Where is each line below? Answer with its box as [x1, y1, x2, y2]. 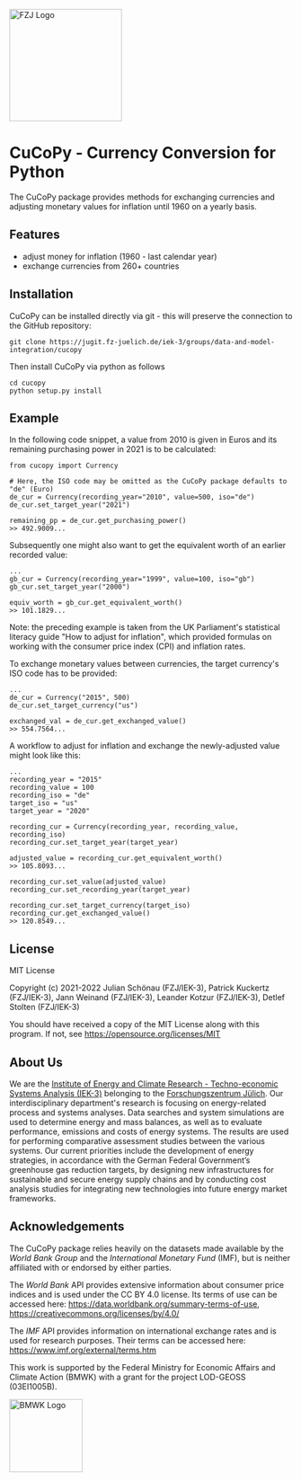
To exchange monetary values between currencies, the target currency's [9, 659, 279, 670]
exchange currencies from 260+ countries [22, 261, 180, 271]
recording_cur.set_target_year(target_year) [9, 838, 179, 847]
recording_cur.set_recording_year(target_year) [9, 885, 191, 894]
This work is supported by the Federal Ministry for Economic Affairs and [9, 1361, 276, 1372]
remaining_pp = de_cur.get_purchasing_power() [9, 517, 187, 526]
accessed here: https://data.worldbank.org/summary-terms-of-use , [9, 1299, 261, 1309]
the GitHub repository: [9, 320, 92, 331]
